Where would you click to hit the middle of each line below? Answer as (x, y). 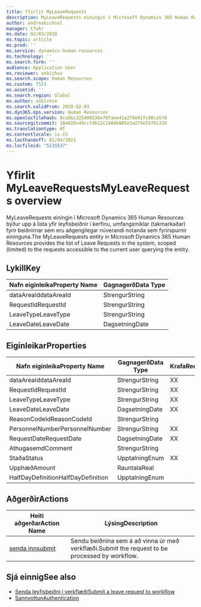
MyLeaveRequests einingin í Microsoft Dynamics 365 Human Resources (95, 217)
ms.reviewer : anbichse (34, 73)
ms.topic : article (29, 40)
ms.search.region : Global (38, 95)
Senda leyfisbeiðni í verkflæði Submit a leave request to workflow (95, 591)
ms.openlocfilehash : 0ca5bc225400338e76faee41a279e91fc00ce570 (87, 118)
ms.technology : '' (29, 56)
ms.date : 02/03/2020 (32, 34)
